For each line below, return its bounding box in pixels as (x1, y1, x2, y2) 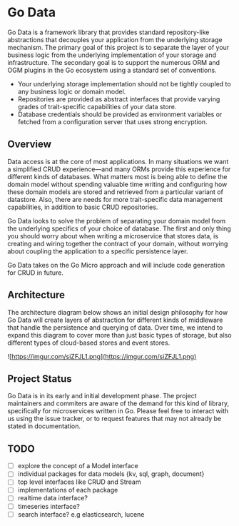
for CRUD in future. (7, 268, 64, 277)
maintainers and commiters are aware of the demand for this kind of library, (7, 399, 230, 408)
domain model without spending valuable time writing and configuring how (7, 180, 228, 188)
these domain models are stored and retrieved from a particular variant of (7, 187, 223, 196)
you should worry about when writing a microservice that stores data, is (7, 231, 219, 240)
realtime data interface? (17, 494, 88, 502)
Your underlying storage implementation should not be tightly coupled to (17, 79, 231, 88)
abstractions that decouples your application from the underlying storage (7, 35, 223, 44)
